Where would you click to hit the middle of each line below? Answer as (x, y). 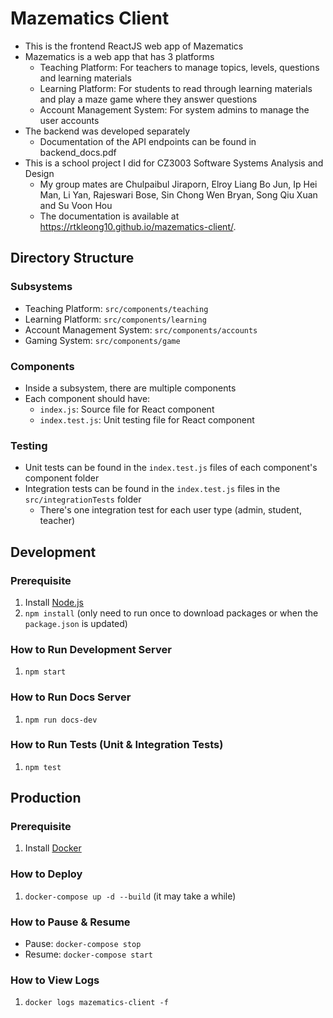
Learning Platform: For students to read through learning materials (176, 88)
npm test (43, 767)
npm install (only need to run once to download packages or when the (171, 613)
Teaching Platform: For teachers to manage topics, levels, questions (179, 67)
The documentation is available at (109, 216)
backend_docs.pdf (78, 152)
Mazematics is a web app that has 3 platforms (119, 56)
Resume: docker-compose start (89, 954)
